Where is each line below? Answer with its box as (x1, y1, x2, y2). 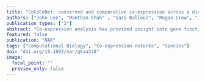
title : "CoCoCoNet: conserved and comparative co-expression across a (6, 9, 190, 15)
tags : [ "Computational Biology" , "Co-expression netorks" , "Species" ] (6, 43, 190, 49)
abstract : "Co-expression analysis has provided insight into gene (6, 26, 182, 32)
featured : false (6, 32, 48, 38)
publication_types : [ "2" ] (6, 20, 72, 26)
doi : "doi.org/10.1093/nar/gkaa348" (6, 49, 99, 55)
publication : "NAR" (6, 37, 56, 43)
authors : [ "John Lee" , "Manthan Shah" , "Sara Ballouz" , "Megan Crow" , (6, 15, 192, 21)
